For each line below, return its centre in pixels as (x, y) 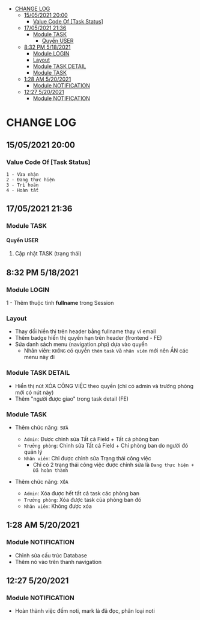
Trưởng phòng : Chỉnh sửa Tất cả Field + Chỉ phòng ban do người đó (106, 445)
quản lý (33, 452)
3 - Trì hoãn (23, 185)
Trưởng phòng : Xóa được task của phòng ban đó (83, 499)
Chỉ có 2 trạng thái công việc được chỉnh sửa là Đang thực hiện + (113, 465)
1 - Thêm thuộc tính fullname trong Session (60, 303)
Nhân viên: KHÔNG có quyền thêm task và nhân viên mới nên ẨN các (106, 351)
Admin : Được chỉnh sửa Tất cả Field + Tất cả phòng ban (91, 439)
